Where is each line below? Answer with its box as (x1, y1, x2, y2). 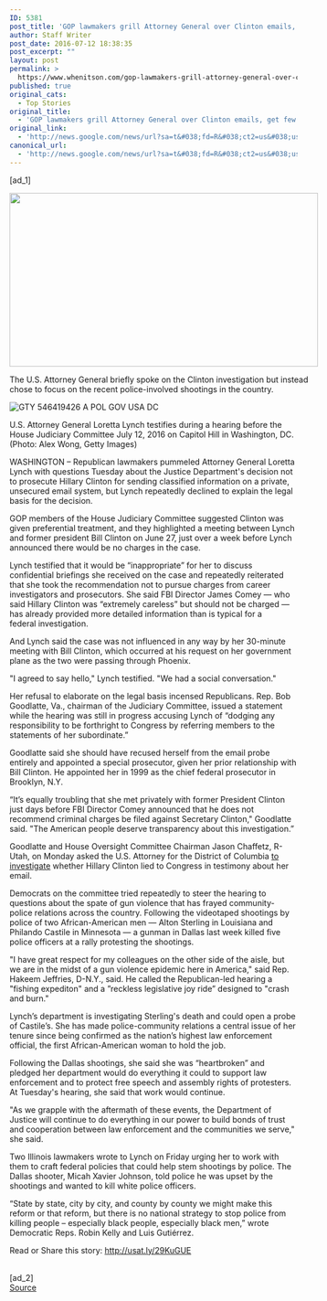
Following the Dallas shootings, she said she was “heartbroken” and (9, 1057, 265, 1068)
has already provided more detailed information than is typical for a (9, 608, 262, 619)
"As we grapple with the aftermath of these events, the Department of (9, 1104, 272, 1115)
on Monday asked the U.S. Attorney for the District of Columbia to (31, 850, 280, 861)
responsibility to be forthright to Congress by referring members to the (9, 720, 276, 730)
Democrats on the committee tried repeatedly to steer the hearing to (9, 888, 267, 899)
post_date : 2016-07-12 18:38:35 (9, 38, 132, 48)
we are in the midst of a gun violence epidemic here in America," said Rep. (9, 964, 290, 975)
